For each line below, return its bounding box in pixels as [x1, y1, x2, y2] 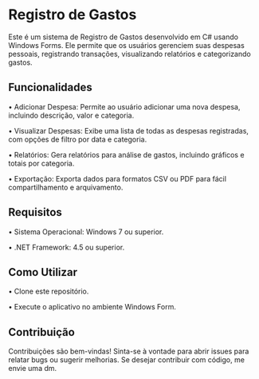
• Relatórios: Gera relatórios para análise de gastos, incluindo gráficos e [8, 150, 245, 159]
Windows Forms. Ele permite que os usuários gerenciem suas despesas [8, 40, 245, 50]
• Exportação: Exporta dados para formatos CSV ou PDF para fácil [8, 174, 227, 183]
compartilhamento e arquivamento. [8, 182, 124, 192]
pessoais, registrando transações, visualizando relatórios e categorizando [8, 49, 251, 58]
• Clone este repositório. [8, 286, 89, 297]
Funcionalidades [8, 81, 93, 94]
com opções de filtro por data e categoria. [8, 134, 147, 144]
